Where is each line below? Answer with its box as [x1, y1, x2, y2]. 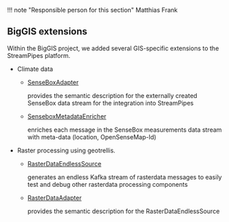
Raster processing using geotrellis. [17, 146, 116, 154]
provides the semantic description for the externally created [27, 91, 197, 99]
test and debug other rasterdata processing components [27, 180, 188, 188]
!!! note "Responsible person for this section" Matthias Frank [7, 6, 178, 14]
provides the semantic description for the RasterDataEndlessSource [27, 207, 220, 215]
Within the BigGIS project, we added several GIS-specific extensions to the [7, 44, 219, 52]
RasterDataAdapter [27, 193, 82, 202]
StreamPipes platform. [7, 51, 71, 59]
